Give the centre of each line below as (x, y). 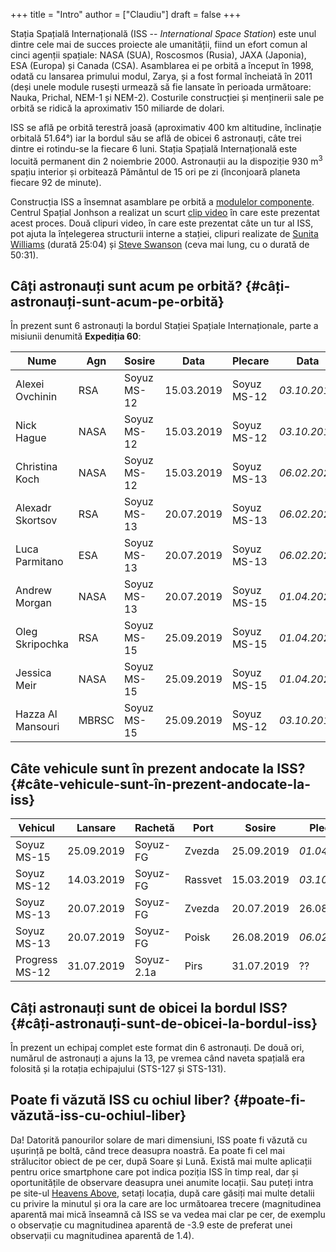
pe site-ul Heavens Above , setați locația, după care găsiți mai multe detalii (162, 1193)
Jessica (33, 673)
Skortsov (36, 521)
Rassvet (203, 880)
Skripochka (42, 644)
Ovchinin (36, 397)
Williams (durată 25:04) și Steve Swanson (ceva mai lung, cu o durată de (160, 244)
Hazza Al (36, 714)
